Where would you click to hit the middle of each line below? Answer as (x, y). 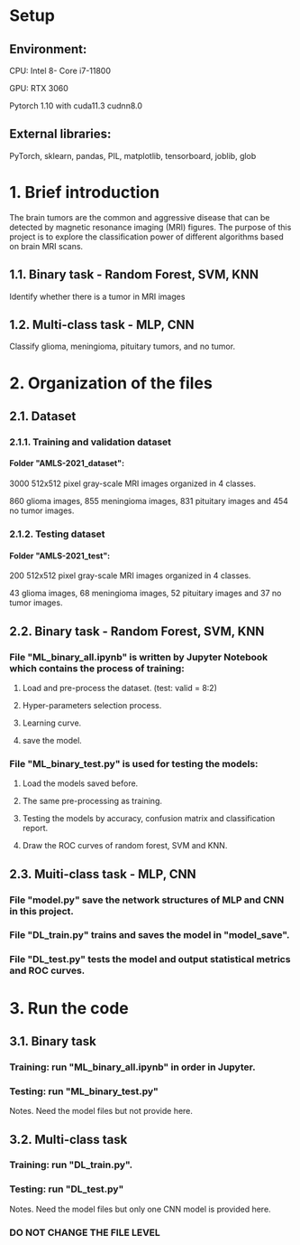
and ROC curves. (47, 970)
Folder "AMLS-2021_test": (60, 556)
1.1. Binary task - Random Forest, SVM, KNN (134, 275)
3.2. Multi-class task (68, 1139)
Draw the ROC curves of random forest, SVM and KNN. (125, 846)
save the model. (52, 740)
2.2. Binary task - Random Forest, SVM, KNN (137, 631)
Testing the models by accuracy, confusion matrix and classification (149, 819)
